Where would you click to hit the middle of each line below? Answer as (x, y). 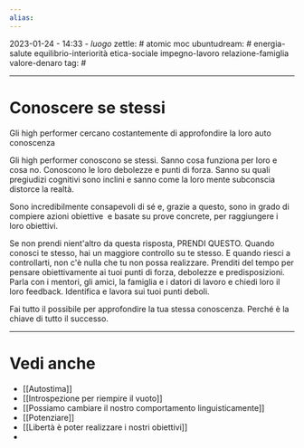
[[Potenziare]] (48, 417)
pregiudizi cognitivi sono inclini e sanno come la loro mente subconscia (142, 179)
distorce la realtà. (42, 189)
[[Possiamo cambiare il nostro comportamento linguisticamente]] (143, 407)
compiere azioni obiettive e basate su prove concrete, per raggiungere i (144, 216)
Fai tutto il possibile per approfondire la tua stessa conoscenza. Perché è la (149, 309)
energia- (269, 43)
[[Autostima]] (47, 388)
